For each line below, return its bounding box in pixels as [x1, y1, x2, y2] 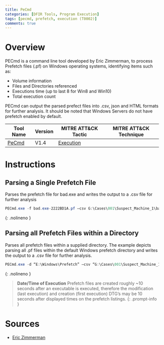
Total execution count [12, 93, 56, 99]
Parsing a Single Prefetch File [5, 178, 96, 186]
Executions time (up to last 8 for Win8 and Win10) [12, 89, 112, 94]
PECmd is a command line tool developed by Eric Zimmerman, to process [5, 58, 153, 64]
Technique [118, 131, 144, 138]
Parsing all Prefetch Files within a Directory [5, 229, 139, 237]
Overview [5, 42, 45, 53]
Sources [5, 318, 40, 329]
